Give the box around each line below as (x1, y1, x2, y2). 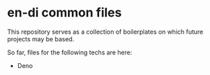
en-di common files (7, 5, 122, 21)
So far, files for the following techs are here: (7, 48, 132, 56)
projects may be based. (7, 34, 75, 43)
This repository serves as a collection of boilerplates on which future (7, 28, 204, 36)
